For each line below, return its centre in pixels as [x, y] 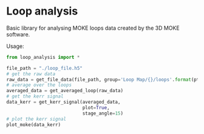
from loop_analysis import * [43, 57]
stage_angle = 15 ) [103, 113]
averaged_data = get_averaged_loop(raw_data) [65, 91]
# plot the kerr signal [36, 119]
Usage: [15, 46]
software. [18, 34]
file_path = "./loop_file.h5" [45, 68]
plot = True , [96, 107]
